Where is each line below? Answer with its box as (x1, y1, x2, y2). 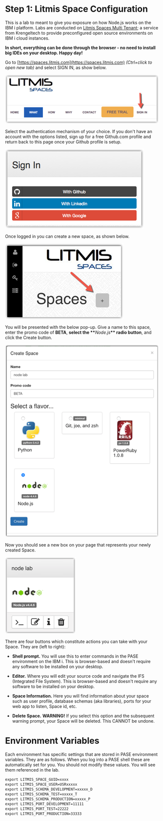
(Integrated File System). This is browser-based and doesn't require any (12, 678, 157, 684)
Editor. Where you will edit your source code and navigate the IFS (12, 673, 145, 679)
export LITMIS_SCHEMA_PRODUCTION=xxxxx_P (5, 797, 91, 801)
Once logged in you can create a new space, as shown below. (5, 233, 130, 239)
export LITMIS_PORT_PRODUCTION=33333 (5, 811, 82, 816)
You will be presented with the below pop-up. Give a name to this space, (5, 324, 151, 330)
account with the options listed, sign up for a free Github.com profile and (5, 134, 151, 139)
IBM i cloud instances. (5, 35, 50, 41)
